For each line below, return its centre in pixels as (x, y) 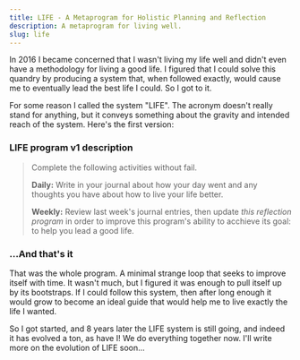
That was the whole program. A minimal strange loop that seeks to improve (148, 273)
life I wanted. (33, 311)
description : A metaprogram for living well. (95, 26)
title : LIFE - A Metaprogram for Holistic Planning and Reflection (138, 17)
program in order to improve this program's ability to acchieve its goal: (161, 221)
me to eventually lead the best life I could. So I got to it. (111, 88)
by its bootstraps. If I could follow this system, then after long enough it (140, 292)
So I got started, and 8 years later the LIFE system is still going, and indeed (147, 329)
